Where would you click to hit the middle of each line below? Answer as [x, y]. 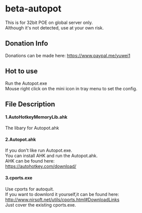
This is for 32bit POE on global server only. [49, 22]
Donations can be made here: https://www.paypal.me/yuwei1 [68, 55]
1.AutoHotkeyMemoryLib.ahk [36, 117]
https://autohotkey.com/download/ [41, 166]
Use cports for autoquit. [30, 189]
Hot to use [21, 71]
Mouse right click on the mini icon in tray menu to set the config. [71, 88]
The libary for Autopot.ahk [32, 128]
